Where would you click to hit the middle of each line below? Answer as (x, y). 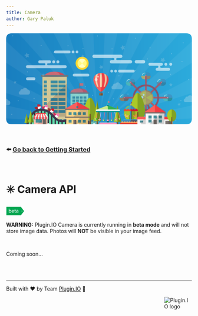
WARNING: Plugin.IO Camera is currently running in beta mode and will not (98, 224)
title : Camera (24, 12)
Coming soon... (24, 254)
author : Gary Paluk (30, 19)
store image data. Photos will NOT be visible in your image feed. (84, 231)
